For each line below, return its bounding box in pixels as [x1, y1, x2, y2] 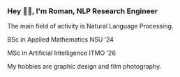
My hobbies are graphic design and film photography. [7, 62, 162, 71]
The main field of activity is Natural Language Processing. [7, 22, 174, 31]
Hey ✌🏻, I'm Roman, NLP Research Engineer [7, 6, 158, 16]
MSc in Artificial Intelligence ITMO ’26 [7, 49, 117, 58]
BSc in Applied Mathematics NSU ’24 [7, 35, 114, 44]
